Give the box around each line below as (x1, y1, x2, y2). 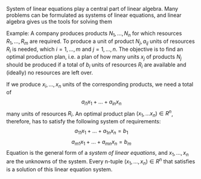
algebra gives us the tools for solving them (6, 18, 113, 25)
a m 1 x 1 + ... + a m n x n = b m (71, 138, 132, 147)
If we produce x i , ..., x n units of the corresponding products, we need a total (6, 80, 194, 89)
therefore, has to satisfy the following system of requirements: (6, 118, 161, 125)
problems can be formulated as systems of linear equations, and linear (6, 11, 182, 19)
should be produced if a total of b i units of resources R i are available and (6, 61, 187, 70)
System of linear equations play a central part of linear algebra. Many (6, 5, 179, 12)
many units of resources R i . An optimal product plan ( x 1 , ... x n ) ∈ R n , (6, 109, 173, 119)
